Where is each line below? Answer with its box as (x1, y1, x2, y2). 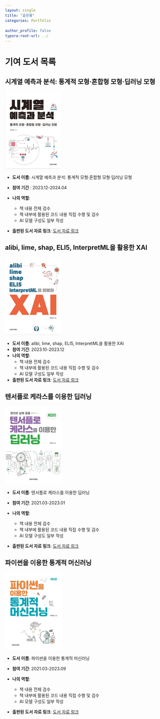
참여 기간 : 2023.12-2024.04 (12, 185, 67, 190)
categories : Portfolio (5, 18, 51, 23)
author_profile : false (5, 28, 51, 34)
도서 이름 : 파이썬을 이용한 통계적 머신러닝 (12, 655, 90, 662)
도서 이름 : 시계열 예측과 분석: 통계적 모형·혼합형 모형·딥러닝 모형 (12, 174, 132, 180)
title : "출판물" (5, 13, 35, 18)
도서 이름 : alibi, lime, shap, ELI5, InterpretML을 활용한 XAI (12, 340, 124, 346)
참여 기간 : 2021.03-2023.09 (12, 666, 66, 672)
